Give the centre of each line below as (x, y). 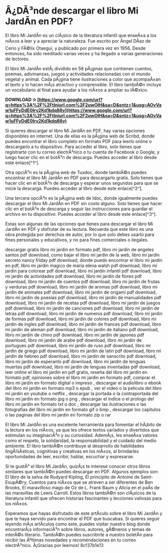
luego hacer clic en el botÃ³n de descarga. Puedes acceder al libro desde (81, 157)
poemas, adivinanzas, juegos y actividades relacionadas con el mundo (78, 74)
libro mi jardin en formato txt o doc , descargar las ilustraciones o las (76, 404)
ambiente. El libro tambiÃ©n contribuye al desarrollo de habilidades (75, 446)
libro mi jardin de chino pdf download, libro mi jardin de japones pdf (75, 335)
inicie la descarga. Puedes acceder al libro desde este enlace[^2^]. (74, 188)
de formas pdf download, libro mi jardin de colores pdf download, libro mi (81, 319)
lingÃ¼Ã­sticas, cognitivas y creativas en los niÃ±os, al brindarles (72, 451)
